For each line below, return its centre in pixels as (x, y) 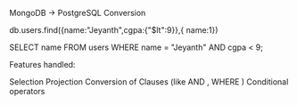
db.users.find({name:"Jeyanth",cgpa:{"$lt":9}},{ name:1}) (114, 30)
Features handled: (42, 65)
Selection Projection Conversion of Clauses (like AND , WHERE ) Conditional (149, 82)
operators (27, 91)
